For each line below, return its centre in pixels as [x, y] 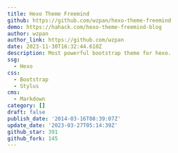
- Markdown [30, 99]
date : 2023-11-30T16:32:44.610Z [55, 47]
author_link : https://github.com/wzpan [66, 40]
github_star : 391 [33, 132]
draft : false [26, 112]
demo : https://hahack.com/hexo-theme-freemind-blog [84, 27]
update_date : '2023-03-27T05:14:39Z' [63, 125]
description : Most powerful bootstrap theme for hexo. [89, 54]
